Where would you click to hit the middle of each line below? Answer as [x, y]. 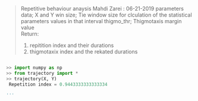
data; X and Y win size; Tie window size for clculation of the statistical [106, 15]
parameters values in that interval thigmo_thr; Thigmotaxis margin [101, 21]
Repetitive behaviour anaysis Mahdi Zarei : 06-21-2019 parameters [102, 9]
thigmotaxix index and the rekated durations [84, 52]
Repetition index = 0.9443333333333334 [58, 84]
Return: [30, 34]
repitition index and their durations [72, 45]
